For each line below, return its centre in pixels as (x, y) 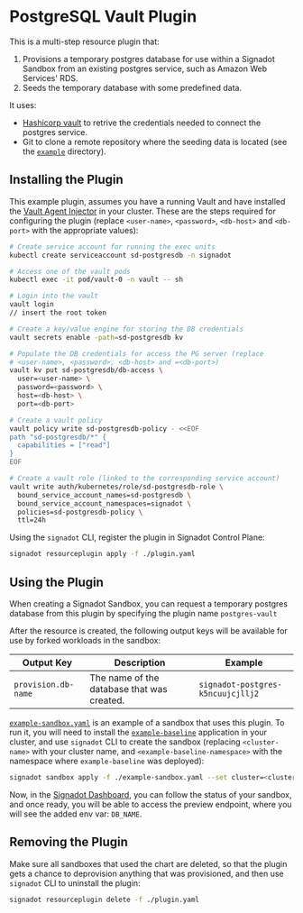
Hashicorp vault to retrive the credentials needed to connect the (142, 123)
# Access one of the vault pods (70, 271)
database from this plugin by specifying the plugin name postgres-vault (143, 613)
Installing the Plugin (66, 180)
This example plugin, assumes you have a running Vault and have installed (147, 201)
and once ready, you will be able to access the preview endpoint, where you (151, 804)
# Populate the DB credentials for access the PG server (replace (137, 353)
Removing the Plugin (69, 842)
